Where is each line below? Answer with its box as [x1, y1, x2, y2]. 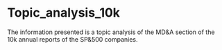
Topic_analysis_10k [7, 5, 120, 21]
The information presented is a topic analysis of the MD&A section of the [7, 28, 215, 36]
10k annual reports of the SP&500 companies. [7, 35, 138, 43]
